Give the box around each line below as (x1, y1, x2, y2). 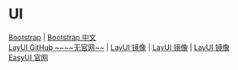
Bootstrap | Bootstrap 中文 (8, 32, 97, 42)
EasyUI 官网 (8, 52, 49, 62)
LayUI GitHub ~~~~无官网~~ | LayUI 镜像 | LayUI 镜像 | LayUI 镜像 (8, 42, 230, 52)
